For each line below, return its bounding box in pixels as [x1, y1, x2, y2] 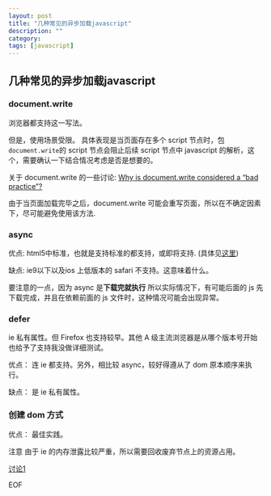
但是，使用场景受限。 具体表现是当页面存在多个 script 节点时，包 [8, 135, 225, 145]
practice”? [8, 181, 43, 191]
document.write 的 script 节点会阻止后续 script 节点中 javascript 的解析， [8, 145, 248, 154]
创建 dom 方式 [8, 410, 64, 421]
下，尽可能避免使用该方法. [8, 208, 96, 218]
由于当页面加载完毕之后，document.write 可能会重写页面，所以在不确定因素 [8, 198, 261, 208]
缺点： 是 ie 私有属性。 [8, 387, 85, 397]
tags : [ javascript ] [8, 42, 74, 50]
